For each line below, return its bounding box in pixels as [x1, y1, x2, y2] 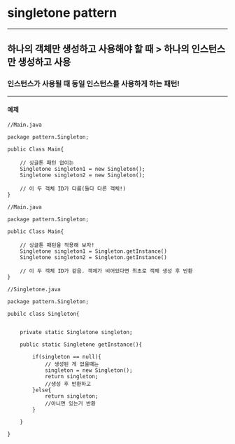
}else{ [32, 387, 52, 394]
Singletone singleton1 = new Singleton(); [20, 165, 145, 172]
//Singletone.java [7, 286, 61, 293]
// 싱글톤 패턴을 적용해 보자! [20, 242, 95, 249]
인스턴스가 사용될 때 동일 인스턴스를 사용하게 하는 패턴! [7, 79, 180, 89]
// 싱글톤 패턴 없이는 [20, 159, 74, 166]
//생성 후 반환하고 [44, 380, 92, 387]
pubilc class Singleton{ [7, 310, 80, 317]
